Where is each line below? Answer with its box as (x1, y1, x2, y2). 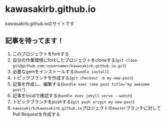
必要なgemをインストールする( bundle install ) (12, 68, 109, 74)
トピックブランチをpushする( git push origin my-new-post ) (12, 99, 135, 105)
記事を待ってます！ (5, 36, 64, 45)
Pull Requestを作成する (12, 111, 60, 117)
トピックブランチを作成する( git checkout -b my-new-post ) (12, 75, 133, 81)
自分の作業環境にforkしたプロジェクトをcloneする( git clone (12, 57, 137, 63)
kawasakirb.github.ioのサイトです (5, 20, 74, 26)
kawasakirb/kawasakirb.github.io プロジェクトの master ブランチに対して (12, 105, 161, 111)
